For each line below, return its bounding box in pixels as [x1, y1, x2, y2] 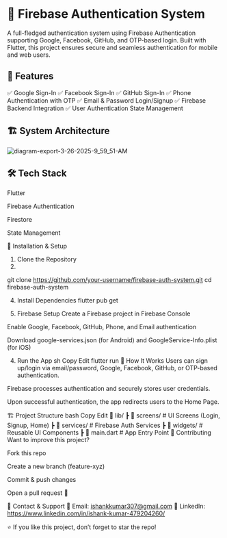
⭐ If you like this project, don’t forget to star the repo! [7, 523, 157, 531]
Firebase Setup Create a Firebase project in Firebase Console [16, 309, 191, 318]
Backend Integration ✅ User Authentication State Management [7, 104, 183, 112]
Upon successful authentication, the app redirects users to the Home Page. [7, 398, 219, 406]
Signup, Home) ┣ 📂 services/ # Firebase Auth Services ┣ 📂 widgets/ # [7, 421, 203, 430]
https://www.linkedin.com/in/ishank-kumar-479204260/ [7, 509, 165, 517]
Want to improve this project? [7, 436, 90, 444]
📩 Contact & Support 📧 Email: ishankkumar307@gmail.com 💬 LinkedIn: [7, 502, 206, 511]
